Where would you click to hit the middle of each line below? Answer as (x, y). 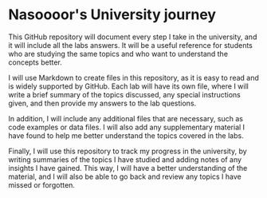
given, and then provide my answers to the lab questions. (102, 103)
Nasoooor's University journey (112, 15)
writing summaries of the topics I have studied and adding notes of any (125, 159)
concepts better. (35, 62)
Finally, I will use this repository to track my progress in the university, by (128, 151)
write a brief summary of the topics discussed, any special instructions (124, 94)
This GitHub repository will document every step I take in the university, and (133, 37)
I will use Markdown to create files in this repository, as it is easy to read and (133, 77)
